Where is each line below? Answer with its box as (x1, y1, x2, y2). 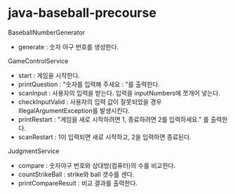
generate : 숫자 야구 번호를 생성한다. (18, 42, 119, 51)
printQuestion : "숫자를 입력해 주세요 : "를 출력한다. (18, 79, 161, 89)
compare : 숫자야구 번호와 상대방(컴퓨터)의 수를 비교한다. (18, 161, 176, 169)
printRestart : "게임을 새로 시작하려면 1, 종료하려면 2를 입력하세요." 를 (18, 115, 209, 124)
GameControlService (8, 56, 69, 65)
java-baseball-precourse (8, 5, 157, 21)
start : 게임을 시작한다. (18, 71, 80, 79)
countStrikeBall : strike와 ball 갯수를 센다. (18, 170, 135, 179)
